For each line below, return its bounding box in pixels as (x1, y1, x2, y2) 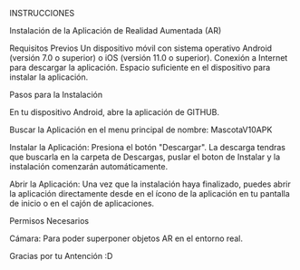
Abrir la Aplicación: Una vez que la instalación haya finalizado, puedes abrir (9, 178, 292, 189)
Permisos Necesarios (9, 216, 89, 226)
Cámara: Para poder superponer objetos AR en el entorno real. (9, 233, 243, 244)
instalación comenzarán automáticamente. (9, 161, 169, 171)
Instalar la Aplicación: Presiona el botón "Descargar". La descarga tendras (9, 142, 286, 152)
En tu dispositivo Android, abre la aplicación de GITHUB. (9, 107, 220, 117)
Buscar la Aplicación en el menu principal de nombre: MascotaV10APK (9, 124, 273, 135)
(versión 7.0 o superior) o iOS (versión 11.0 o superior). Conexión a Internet (9, 53, 288, 63)
